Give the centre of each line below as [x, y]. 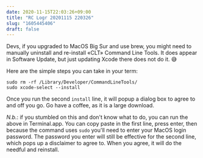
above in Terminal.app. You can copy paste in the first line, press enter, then [102, 124]
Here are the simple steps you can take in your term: [72, 71]
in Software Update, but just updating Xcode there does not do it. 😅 [92, 59]
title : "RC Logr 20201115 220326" [50, 18]
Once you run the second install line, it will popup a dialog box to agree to [101, 99]
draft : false [23, 29]
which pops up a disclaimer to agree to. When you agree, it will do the [94, 143]
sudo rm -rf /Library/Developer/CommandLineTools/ [72, 82]
